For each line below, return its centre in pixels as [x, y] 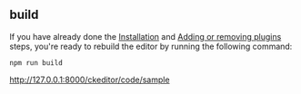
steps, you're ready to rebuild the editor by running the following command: [151, 46]
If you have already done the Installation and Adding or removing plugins [145, 36]
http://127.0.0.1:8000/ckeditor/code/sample [90, 80]
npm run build [36, 62]
